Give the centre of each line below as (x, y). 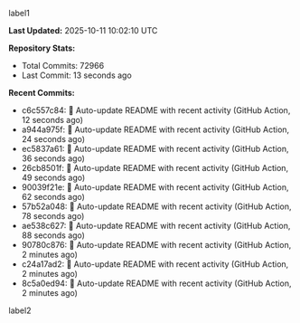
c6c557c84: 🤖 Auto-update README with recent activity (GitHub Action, (156, 110)
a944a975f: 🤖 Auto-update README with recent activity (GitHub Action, (155, 129)
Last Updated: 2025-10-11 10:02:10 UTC (83, 30)
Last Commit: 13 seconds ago (76, 75)
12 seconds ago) (52, 120)
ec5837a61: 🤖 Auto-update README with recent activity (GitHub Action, (155, 149)
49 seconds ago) (53, 177)
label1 (19, 13)
